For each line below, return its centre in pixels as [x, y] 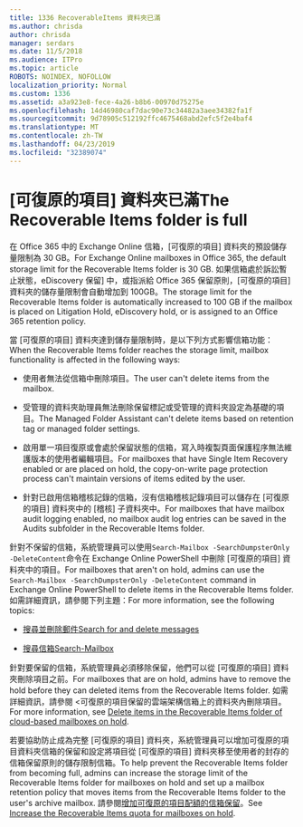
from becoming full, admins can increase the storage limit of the [129, 773]
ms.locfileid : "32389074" [58, 152]
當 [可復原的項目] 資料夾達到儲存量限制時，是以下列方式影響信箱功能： [142, 340]
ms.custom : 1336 [40, 93]
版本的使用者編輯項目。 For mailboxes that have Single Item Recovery [159, 458]
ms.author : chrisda [46, 26]
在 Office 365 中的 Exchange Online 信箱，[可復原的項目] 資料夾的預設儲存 [148, 246]
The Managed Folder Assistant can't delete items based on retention [166, 418]
